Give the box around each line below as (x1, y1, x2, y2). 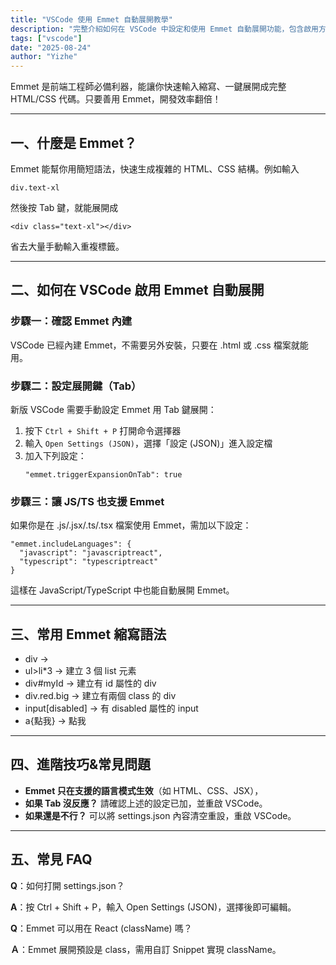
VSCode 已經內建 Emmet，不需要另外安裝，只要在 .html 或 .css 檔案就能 (10, 339, 309, 351)
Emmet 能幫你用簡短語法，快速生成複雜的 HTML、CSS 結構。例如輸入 (10, 162, 300, 175)
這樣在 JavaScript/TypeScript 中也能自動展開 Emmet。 (10, 584, 235, 596)
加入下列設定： (24, 449, 87, 461)
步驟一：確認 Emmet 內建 (10, 314, 133, 328)
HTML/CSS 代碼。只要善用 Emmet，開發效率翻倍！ (10, 93, 222, 105)
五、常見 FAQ (10, 851, 93, 868)
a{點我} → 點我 (24, 715, 87, 727)
